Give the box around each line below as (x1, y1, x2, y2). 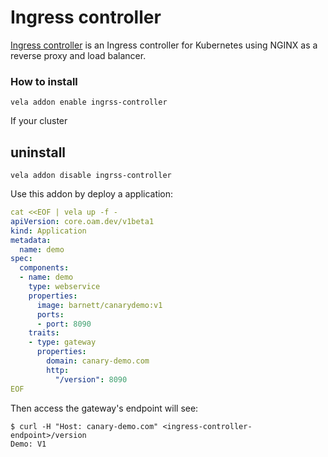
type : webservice (28, 282, 101, 292)
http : (46, 365, 70, 375)
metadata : (10, 235, 52, 245)
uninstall (10, 144, 67, 161)
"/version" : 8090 (54, 374, 128, 385)
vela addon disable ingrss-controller (10, 171, 172, 181)
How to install (10, 74, 78, 88)
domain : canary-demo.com (46, 356, 150, 366)
